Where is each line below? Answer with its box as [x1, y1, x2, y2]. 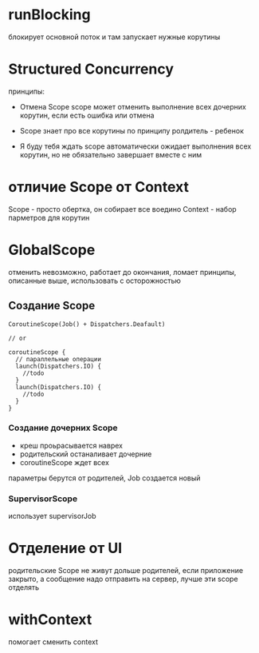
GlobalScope [8, 241, 96, 259]
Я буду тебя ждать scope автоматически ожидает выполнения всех [19, 141, 252, 151]
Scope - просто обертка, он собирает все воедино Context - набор [8, 204, 237, 213]
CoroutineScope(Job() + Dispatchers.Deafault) [8, 320, 166, 328]
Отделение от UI [8, 540, 123, 557]
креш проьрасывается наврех [19, 440, 124, 450]
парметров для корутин [8, 213, 90, 222]
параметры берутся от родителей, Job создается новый [8, 473, 201, 483]
